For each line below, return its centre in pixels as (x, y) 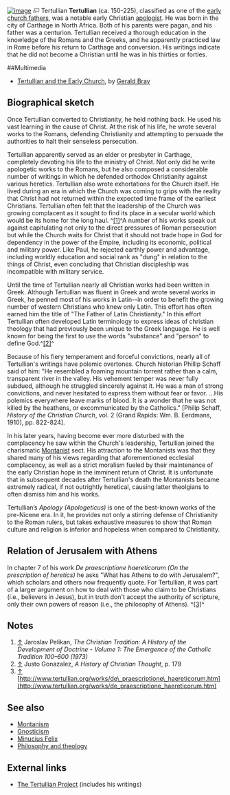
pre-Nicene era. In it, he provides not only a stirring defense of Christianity (113, 514)
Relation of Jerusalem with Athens (82, 551)
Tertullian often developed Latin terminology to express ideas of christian (111, 321)
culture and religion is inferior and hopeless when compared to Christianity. (114, 529)
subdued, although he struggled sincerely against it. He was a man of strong (115, 386)
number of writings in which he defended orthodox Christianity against (107, 176)
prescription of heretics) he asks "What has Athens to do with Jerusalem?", (113, 575)
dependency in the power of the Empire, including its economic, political (109, 242)
